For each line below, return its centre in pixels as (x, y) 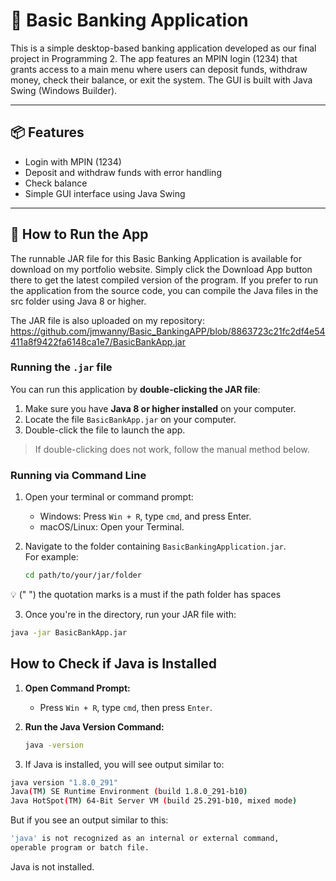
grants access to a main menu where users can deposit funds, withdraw (159, 69)
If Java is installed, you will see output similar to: (124, 764)
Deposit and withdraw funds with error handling (123, 172)
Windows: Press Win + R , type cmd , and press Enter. (145, 516)
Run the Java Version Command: (94, 726)
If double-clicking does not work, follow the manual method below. (172, 449)
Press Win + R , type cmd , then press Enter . (126, 707)
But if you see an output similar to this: (89, 820)
